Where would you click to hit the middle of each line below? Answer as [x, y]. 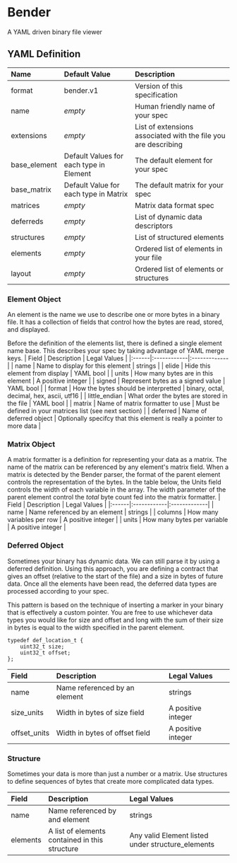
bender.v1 [81, 91]
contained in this [76, 840]
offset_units [30, 733]
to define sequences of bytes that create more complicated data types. [111, 781]
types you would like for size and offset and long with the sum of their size [115, 620]
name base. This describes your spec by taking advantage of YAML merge [116, 351]
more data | [24, 426]
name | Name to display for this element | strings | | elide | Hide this [113, 366]
